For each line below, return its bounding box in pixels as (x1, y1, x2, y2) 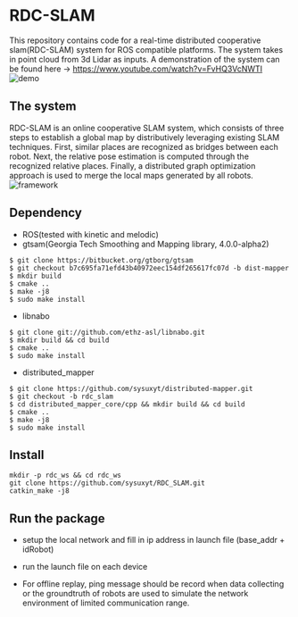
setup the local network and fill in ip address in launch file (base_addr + (21, 535, 286, 546)
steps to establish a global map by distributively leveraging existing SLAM (9, 131, 280, 143)
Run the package (9, 511, 105, 526)
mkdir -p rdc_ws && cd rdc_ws (9, 471, 122, 480)
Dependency (9, 205, 82, 221)
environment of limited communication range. (21, 597, 190, 608)
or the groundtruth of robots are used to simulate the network (21, 588, 249, 599)
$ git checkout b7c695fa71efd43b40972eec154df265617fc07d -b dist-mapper (9, 263, 290, 272)
